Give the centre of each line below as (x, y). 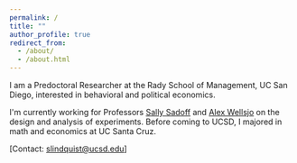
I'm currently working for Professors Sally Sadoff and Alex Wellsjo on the (144, 112)
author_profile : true (50, 34)
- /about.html (44, 59)
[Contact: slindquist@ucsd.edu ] (69, 149)
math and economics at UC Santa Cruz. (83, 131)
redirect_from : (38, 43)
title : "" (28, 26)
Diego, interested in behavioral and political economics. (112, 95)
